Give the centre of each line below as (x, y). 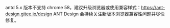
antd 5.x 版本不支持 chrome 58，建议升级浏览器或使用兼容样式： (73, 7)
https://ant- (153, 7)
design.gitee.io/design (29, 14)
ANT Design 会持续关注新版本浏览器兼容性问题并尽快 (109, 14)
